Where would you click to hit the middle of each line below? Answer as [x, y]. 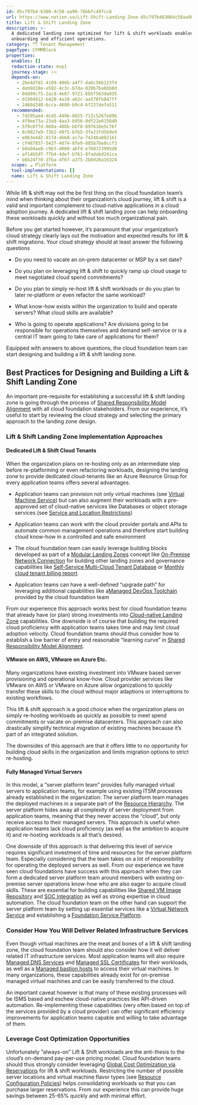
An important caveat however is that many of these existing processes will [96, 992]
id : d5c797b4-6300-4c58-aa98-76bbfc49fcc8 [59, 11]
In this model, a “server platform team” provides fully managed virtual [90, 785]
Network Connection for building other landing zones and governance [100, 560]
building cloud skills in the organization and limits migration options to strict [98, 752]
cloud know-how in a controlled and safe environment [80, 537]
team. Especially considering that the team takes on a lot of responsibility [95, 859]
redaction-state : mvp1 [39, 66]
